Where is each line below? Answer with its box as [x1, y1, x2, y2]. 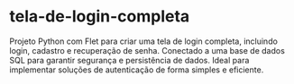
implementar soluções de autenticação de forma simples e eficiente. [9, 64, 264, 75]
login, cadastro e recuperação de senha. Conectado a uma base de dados [9, 45, 286, 55]
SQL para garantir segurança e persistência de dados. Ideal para [9, 55, 250, 65]
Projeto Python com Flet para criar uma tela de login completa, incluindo [9, 36, 278, 46]
